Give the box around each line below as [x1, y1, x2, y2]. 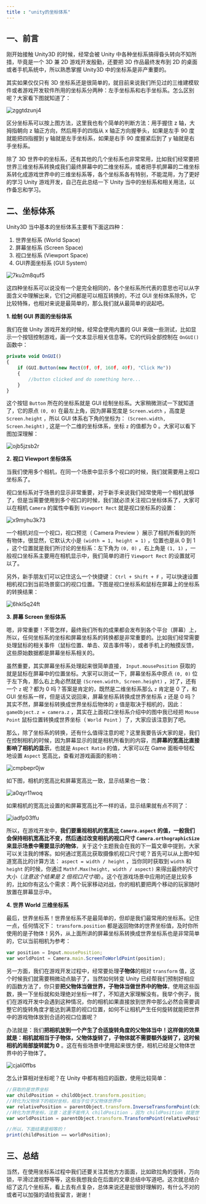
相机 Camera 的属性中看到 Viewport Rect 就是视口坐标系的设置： [17, 504, 178, 511]
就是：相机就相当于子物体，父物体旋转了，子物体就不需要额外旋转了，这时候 [6, 1034, 200, 1041]
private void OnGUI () [6, 354, 62, 360]
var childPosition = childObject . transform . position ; [6, 1092, 147, 1098]
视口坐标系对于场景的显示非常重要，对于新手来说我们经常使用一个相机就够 [6, 489, 194, 496]
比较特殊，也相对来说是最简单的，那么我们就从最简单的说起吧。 [6, 300, 167, 307]
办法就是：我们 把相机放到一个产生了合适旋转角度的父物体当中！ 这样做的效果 [6, 1027, 200, 1034]
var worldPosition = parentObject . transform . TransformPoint [6, 1115, 164, 1121]
